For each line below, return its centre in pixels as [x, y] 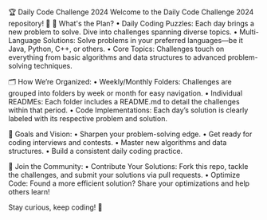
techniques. [53, 66]
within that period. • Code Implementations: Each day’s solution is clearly [128, 110]
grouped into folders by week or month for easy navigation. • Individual [126, 93]
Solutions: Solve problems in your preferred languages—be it [143, 40]
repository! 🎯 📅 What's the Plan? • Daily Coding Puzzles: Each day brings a [132, 24]
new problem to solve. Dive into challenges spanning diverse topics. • [123, 32]
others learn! [29, 192]
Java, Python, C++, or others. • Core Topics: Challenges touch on [116, 49]
